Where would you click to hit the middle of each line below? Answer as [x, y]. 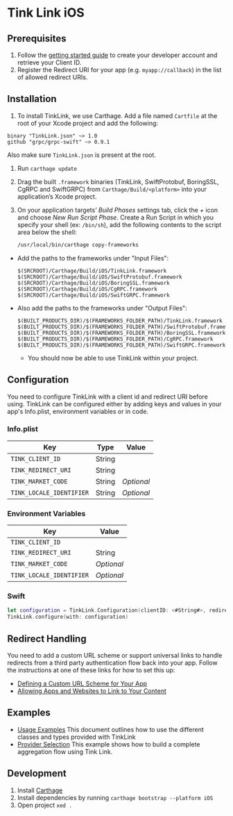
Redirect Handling [47, 639]
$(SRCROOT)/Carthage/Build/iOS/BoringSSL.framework [93, 283]
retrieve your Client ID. [49, 63]
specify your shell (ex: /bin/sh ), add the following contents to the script [119, 224]
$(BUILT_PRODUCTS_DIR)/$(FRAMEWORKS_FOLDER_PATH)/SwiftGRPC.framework [121, 345]
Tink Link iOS [46, 13]
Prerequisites [37, 39]
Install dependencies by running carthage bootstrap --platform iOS [115, 797]
